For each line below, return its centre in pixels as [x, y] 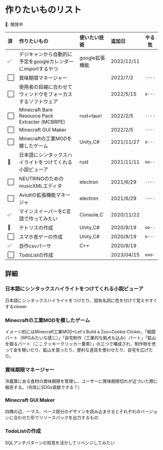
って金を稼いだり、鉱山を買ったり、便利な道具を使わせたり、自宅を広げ [77, 350]
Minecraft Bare [36, 110]
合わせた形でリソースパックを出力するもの [56, 417]
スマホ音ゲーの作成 [41, 237]
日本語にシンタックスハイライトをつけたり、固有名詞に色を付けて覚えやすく [81, 300]
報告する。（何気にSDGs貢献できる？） [44, 387]
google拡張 [92, 58]
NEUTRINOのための [41, 179]
